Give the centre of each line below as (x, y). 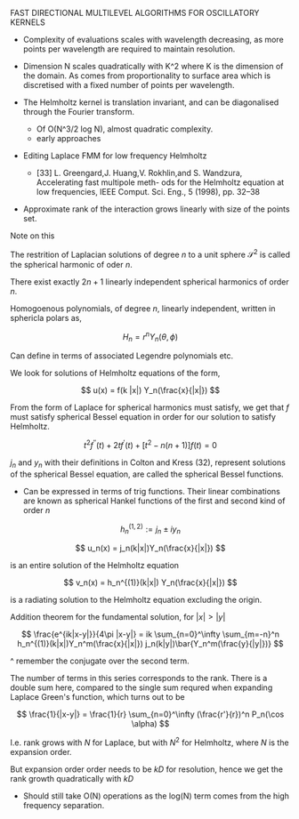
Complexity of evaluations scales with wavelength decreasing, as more (153, 40)
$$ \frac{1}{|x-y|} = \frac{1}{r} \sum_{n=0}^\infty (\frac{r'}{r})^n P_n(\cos (150, 714)
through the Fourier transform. (79, 112)
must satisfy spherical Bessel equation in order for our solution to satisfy (143, 417)
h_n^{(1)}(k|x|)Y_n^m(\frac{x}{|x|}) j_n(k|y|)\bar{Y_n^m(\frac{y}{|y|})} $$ (150, 644)
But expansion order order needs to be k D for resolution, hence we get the (147, 769)
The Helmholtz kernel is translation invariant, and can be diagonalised (151, 102)
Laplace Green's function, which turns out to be (97, 697)
